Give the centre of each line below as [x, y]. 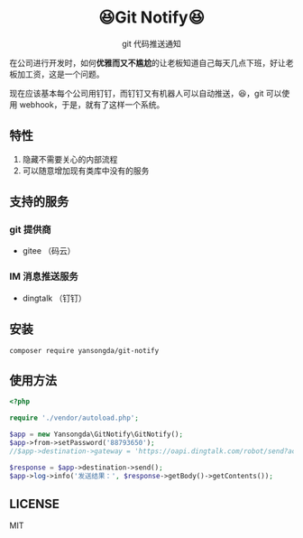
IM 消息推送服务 [44, 276]
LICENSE [35, 504]
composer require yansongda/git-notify [84, 350]
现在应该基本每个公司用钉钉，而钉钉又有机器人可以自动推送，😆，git [137, 93]
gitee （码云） [49, 251]
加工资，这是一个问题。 [60, 74]
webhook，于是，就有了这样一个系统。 [92, 104]
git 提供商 [30, 230]
